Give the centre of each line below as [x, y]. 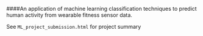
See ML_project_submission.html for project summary [74, 27]
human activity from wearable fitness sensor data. [69, 15]
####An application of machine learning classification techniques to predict [101, 9]
